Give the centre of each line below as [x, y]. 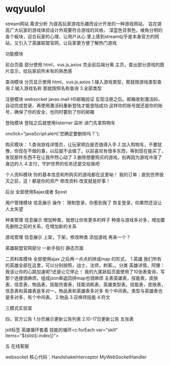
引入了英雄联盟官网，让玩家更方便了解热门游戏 [68, 43]
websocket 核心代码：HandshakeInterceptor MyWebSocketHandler [76, 357]
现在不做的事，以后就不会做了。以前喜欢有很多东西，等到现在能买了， [92, 151]
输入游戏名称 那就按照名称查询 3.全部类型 [58, 88]
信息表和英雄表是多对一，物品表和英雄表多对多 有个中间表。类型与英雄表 [82, 291]
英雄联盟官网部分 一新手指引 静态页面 [45, 248]
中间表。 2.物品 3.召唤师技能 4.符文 [73, 297]
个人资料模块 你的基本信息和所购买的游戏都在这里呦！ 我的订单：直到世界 [82, 174]
